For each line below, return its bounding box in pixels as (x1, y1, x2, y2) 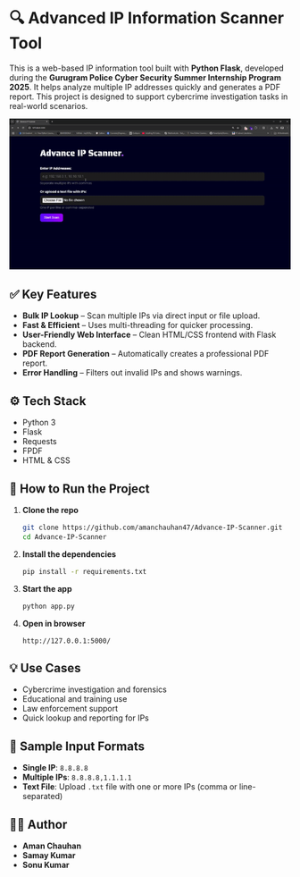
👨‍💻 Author (9, 816, 68, 832)
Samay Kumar (21, 849, 76, 860)
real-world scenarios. (9, 100, 88, 111)
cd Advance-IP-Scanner (21, 532, 107, 542)
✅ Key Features (9, 286, 97, 301)
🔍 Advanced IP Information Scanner (9, 8, 284, 29)
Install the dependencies (21, 548, 117, 560)
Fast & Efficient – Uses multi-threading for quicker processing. (21, 320, 254, 331)
